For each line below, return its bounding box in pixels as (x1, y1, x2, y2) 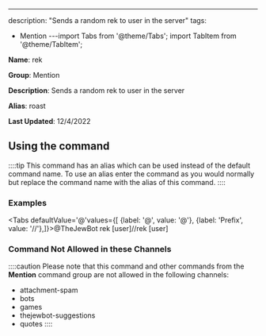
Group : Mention (8, 71, 60, 79)
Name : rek (8, 55, 43, 64)
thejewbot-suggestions (19, 311, 96, 320)
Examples (8, 197, 47, 208)
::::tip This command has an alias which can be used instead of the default (8, 160, 251, 170)
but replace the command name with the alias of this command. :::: (8, 177, 226, 187)
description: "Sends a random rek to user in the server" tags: (8, 16, 207, 25)
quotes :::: (19, 319, 53, 329)
